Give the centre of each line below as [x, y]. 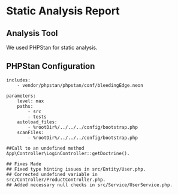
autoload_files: [37, 122]
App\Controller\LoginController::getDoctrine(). [68, 153]
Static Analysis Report [63, 11]
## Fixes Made [24, 164]
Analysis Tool [32, 33]
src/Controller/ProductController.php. [56, 180]
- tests [37, 117]
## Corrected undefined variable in [52, 174]
